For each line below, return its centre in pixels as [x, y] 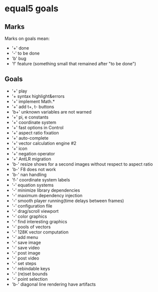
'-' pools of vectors [31, 227]
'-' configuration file [32, 206]
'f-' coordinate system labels [41, 179]
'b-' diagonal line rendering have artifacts [54, 284]
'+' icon [19, 148]
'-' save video [26, 248]
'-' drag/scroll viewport [35, 211]
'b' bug [19, 58]
